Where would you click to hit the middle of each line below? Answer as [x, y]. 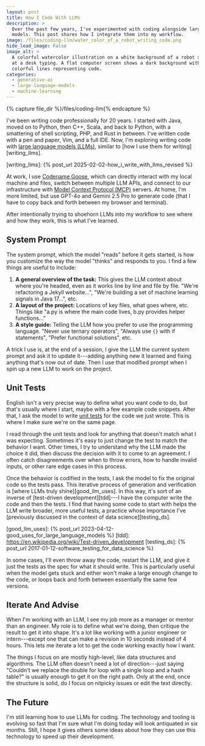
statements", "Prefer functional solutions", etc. [73, 337]
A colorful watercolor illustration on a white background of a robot [103, 57]
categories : [21, 74]
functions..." [31, 318]
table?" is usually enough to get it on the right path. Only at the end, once [98, 677]
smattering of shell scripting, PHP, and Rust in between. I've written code [98, 133]
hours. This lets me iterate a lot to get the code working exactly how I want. [101, 645]
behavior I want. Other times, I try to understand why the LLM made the [96, 447]
